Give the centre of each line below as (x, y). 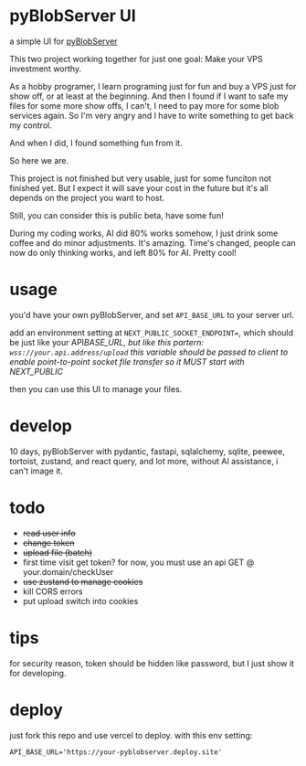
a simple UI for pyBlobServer (63, 41)
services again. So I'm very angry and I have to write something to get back (152, 115)
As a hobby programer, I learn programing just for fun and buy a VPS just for (153, 86)
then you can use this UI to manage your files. (96, 388)
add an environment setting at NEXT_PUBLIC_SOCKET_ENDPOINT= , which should (152, 332)
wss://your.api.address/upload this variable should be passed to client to (149, 352)
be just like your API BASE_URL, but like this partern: (106, 342)
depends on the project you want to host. (87, 197)
